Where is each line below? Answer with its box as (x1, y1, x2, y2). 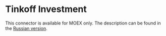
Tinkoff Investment (5, 3, 87, 15)
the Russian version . (5, 25, 48, 31)
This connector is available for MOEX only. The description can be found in (5, 20, 161, 26)
